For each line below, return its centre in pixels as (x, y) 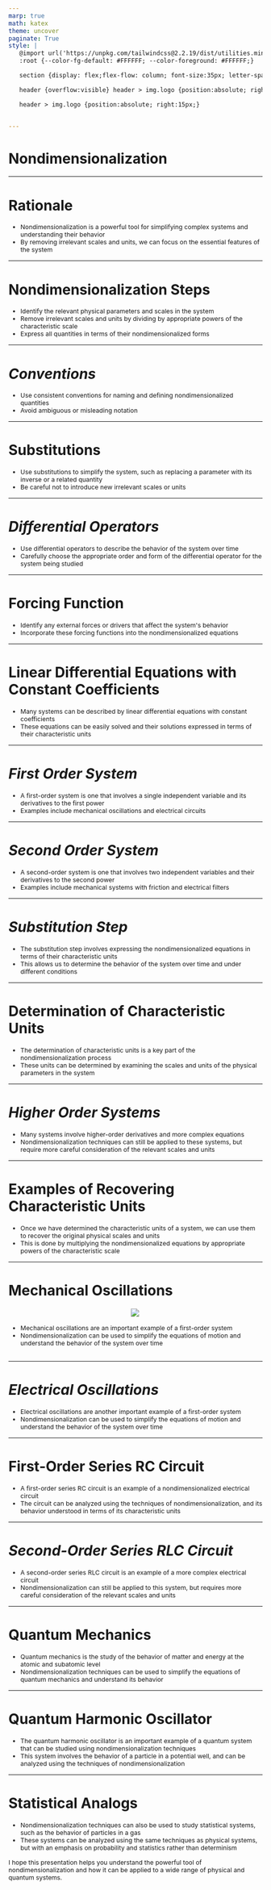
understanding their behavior (63, 235)
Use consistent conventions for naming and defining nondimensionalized (127, 396)
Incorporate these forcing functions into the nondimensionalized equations (129, 633)
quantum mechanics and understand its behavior (92, 1679)
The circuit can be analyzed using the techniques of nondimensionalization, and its (141, 1503)
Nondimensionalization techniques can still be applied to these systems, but (131, 1142)
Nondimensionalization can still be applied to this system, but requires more (131, 1587)
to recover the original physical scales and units (90, 1235)
